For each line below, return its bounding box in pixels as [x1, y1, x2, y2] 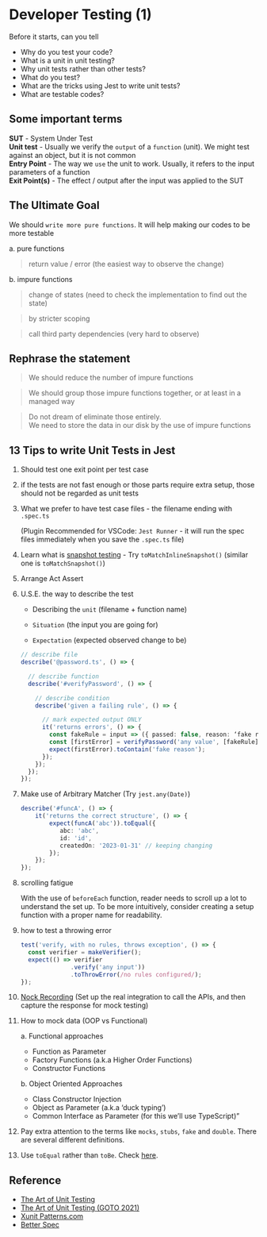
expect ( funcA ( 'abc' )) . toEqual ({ [49, 819, 156, 827]
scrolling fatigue [20, 878, 74, 888]
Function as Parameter [32, 1046, 106, 1057]
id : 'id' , [59, 834, 93, 842]
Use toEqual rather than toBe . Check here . [20, 1150, 158, 1160]
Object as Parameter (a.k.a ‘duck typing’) [32, 1103, 166, 1112]
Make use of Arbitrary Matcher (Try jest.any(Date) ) [20, 789, 191, 799]
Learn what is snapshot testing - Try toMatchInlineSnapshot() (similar [20, 550, 249, 560]
